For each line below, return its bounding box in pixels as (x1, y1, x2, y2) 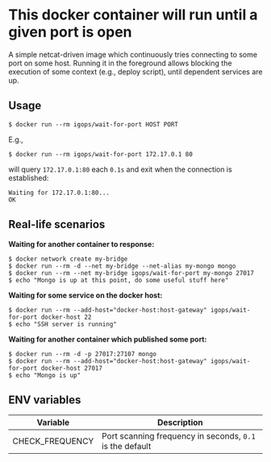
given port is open (8, 23, 132, 41)
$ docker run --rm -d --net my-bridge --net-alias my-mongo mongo (8, 261, 236, 270)
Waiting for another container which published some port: (8, 334, 207, 344)
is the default (102, 441, 152, 452)
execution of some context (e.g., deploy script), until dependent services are (8, 66, 263, 76)
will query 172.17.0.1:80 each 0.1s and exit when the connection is (8, 164, 232, 174)
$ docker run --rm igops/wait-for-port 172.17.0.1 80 (8, 150, 194, 159)
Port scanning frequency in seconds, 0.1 (102, 430, 256, 442)
